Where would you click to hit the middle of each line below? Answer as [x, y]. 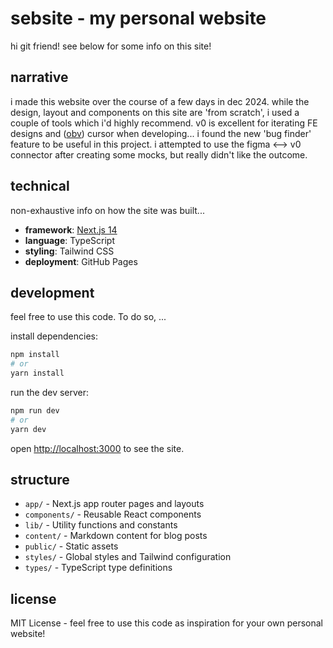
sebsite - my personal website [138, 18]
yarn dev [28, 429]
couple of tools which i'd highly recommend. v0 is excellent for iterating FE [164, 123]
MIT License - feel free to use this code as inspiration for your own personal [166, 623]
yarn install [37, 373]
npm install [35, 355]
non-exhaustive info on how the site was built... [107, 210]
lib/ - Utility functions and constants [101, 525]
